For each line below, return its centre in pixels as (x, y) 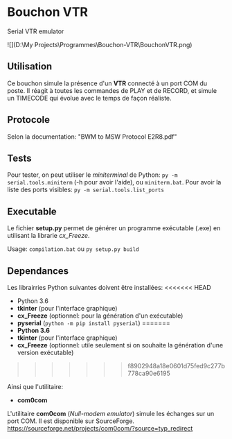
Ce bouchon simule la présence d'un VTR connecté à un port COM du (107, 83)
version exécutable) (45, 352)
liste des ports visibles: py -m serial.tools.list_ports (86, 190)
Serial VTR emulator (36, 31)
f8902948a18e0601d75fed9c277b (176, 366)
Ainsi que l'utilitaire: (35, 387)
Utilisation (30, 67)
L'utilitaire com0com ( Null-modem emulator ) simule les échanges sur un (111, 414)
